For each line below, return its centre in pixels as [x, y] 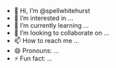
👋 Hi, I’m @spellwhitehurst [52, 11]
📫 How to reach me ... [46, 41]
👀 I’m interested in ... [44, 18]
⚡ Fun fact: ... [33, 58]
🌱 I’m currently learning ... [51, 25]
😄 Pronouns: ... [37, 51]
